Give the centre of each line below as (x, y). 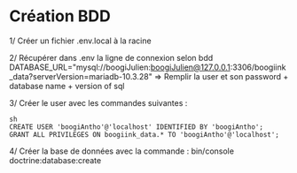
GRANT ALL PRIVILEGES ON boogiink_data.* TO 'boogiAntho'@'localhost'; (144, 134)
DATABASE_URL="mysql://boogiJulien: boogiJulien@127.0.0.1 (120, 67)
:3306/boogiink (258, 67)
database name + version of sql (67, 86)
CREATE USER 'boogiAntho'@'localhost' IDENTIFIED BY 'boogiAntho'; (137, 127)
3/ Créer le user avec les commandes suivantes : (98, 102)
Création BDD (60, 16)
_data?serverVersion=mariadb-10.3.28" (81, 76)
